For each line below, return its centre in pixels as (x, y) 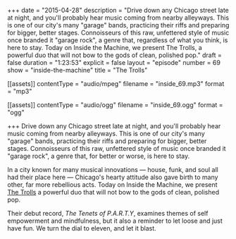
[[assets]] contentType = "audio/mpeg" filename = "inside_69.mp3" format (116, 84)
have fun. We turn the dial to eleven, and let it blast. (82, 228)
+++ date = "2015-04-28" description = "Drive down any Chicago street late (118, 10)
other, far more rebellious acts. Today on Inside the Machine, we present (112, 185)
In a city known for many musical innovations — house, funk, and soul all (113, 170)
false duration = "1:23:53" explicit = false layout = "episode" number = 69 (114, 62)
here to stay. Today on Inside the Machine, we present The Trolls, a (105, 48)
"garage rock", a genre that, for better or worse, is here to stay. (99, 156)
